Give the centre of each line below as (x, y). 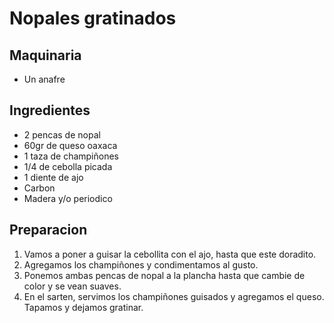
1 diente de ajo (53, 177)
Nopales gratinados (93, 18)
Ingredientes (50, 110)
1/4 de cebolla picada (68, 166)
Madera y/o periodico (68, 198)
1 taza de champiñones (71, 156)
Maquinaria (45, 55)
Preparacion (48, 230)
